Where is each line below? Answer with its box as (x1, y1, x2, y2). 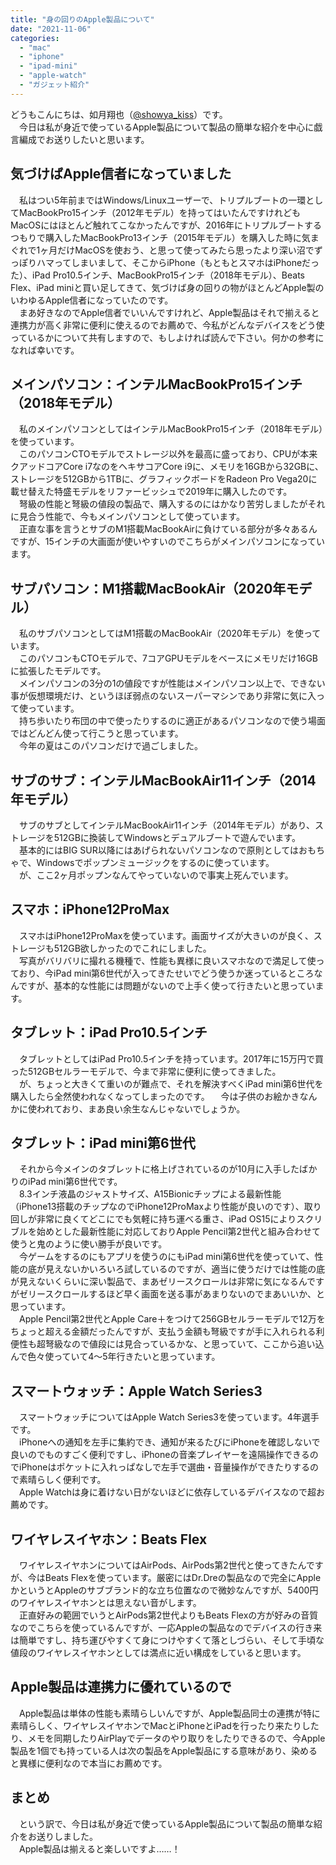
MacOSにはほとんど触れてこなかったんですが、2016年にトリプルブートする (10, 219, 323, 231)
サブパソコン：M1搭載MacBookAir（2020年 (10, 580, 287, 597)
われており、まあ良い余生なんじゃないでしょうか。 (36, 1102, 246, 1115)
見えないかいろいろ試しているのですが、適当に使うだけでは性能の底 (44, 1263, 326, 1275)
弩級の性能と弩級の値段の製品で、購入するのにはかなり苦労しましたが (18, 498, 308, 510)
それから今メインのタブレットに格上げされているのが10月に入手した (18, 1163, 300, 1175)
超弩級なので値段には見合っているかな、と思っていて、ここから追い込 (36, 1338, 325, 1350)
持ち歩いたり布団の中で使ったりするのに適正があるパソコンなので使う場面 (18, 715, 326, 727)
